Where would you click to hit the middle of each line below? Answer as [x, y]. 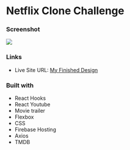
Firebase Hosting [35, 130]
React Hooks [30, 98]
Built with [20, 85]
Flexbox [24, 117]
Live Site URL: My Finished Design [56, 70]
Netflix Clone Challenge [65, 11]
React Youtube [32, 105]
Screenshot [23, 30]
